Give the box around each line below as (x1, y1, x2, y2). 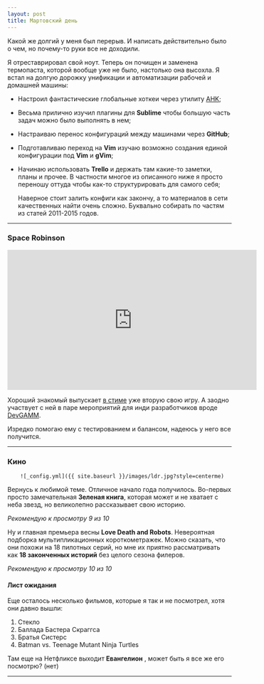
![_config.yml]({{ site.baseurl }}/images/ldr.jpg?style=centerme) (20, 473, 224, 480)
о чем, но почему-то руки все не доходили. (7, 44, 140, 53)
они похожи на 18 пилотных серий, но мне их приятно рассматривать (7, 543, 221, 552)
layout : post (7, 10, 46, 18)
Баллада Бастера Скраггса (17, 626, 100, 634)
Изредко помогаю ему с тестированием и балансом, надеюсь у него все (7, 424, 231, 433)
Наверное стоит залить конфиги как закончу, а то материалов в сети (17, 194, 228, 202)
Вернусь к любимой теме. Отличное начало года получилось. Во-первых (7, 485, 232, 494)
